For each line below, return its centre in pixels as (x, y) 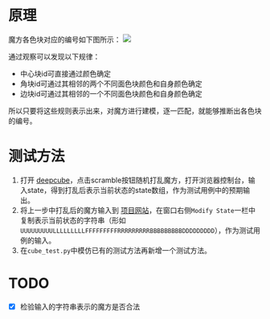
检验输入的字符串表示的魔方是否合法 (80, 306)
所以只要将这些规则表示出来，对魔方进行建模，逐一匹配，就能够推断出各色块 (135, 110)
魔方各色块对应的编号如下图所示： (65, 39)
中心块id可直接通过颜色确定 (65, 73)
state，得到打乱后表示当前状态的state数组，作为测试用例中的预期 (135, 190)
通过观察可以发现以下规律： (54, 56)
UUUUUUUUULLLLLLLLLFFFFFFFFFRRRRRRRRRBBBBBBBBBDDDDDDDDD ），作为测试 (137, 230)
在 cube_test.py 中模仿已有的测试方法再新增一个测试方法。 (115, 250)
